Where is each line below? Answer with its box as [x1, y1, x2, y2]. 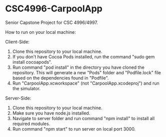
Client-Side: [5, 38, 30, 45]
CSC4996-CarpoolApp [5, 3, 102, 14]
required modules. [12, 121, 50, 127]
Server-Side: [5, 95, 31, 101]
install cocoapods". [12, 59, 52, 65]
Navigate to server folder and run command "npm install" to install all [12, 115, 155, 121]
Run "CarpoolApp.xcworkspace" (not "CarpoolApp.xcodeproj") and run [12, 80, 160, 86]
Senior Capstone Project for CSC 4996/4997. [5, 19, 98, 25]
